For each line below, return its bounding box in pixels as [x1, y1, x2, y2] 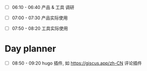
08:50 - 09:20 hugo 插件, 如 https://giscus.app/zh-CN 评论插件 [11, 60, 142, 66]
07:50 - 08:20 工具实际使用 [11, 25, 68, 31]
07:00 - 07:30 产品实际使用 [11, 15, 68, 21]
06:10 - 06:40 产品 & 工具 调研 [11, 4, 74, 10]
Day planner [4, 43, 56, 55]
